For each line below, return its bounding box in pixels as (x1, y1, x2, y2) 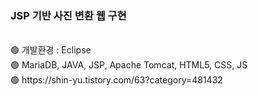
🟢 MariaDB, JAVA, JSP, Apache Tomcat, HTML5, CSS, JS (10, 59, 248, 71)
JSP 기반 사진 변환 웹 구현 (10, 8, 127, 22)
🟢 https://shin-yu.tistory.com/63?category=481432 (10, 74, 223, 86)
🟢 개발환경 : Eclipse (10, 44, 92, 56)
